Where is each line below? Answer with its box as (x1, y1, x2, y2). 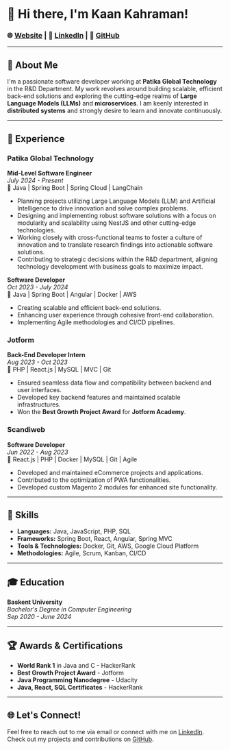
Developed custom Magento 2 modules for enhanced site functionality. (16, 483, 218, 491)
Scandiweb (7, 425, 46, 435)
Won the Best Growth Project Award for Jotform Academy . (16, 408, 186, 416)
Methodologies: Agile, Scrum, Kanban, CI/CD (16, 549, 146, 557)
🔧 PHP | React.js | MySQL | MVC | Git (7, 365, 112, 374)
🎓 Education (7, 576, 65, 588)
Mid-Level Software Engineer (7, 169, 92, 177)
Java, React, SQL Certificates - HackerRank (16, 684, 143, 692)
